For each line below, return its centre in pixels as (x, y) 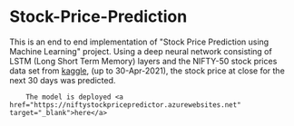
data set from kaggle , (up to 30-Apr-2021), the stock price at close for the (147, 71)
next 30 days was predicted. (63, 80)
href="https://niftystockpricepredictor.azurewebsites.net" (126, 105)
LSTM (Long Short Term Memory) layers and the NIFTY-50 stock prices (143, 61)
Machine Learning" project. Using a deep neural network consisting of (141, 51)
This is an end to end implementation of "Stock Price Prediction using (139, 42)
